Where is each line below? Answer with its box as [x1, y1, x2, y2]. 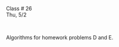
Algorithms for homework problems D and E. [6, 34, 114, 41]
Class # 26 [6, 5, 32, 12]
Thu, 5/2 [6, 11, 27, 18]
